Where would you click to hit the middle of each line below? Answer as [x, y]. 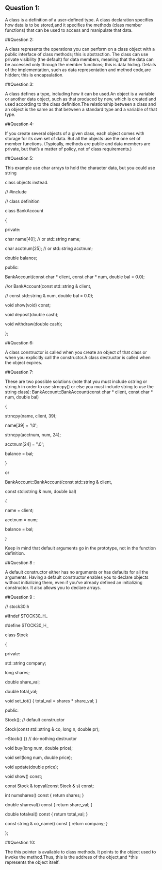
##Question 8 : [20, 563]
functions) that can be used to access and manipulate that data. [69, 30]
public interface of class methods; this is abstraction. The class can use [77, 54]
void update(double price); [32, 767]
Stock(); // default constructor [35, 719]
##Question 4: [19, 124]
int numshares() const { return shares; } [44, 795]
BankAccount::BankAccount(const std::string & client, [59, 482]
